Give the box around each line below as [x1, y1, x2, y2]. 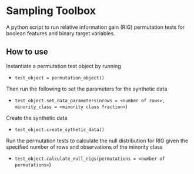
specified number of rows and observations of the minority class [6, 143, 163, 150]
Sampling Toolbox [6, 4, 96, 18]
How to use [6, 47, 48, 57]
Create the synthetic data [6, 114, 68, 121]
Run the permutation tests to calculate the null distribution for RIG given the [6, 137, 189, 144]
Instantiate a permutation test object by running [6, 62, 122, 69]
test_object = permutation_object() [14, 75, 105, 81]
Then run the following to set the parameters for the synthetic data [6, 85, 168, 92]
